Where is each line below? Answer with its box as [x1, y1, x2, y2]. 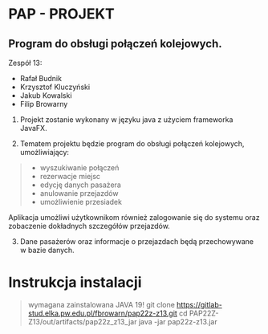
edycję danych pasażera [39, 180, 122, 189]
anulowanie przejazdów [39, 189, 119, 198]
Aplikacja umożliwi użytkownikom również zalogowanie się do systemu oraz [8, 213, 260, 222]
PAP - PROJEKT [8, 5, 115, 23]
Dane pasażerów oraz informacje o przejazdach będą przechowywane [19, 237, 254, 246]
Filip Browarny [19, 100, 68, 108]
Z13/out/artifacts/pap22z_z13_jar [27, 316, 137, 326]
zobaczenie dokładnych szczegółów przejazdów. [8, 222, 170, 230]
